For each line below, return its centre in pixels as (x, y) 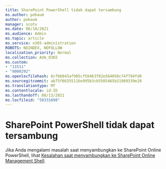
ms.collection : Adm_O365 (31, 57)
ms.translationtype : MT (30, 86)
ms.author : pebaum (25, 15)
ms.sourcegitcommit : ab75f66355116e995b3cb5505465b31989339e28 (74, 81)
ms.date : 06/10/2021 (27, 29)
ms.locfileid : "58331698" (32, 100)
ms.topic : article (25, 39)
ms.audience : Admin (26, 34)
